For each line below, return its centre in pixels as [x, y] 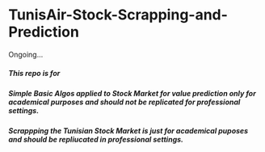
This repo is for [34, 73]
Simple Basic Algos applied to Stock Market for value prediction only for [132, 93]
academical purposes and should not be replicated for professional [124, 102]
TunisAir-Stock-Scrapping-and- [118, 15]
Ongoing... [26, 54]
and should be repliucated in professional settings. [96, 140]
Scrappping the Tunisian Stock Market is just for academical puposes [128, 131]
